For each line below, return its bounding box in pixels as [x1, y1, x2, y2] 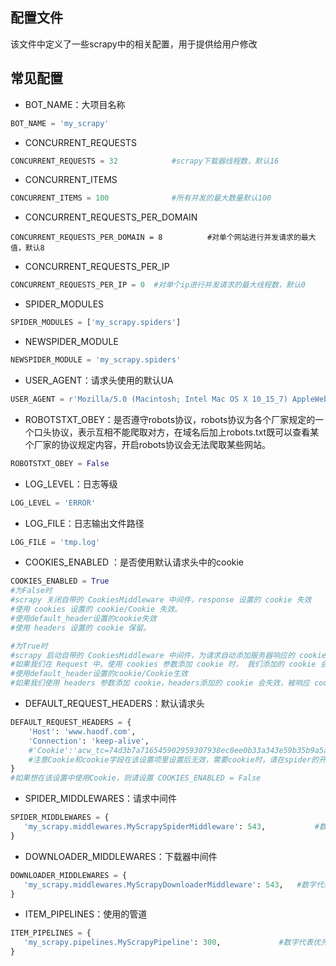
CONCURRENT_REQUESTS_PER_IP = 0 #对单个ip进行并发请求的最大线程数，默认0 [10, 280, 306, 290]
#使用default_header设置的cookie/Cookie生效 [10, 669, 188, 679]
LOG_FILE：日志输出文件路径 [24, 517, 145, 529]
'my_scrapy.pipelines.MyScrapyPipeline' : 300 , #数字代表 [23, 938, 314, 948]
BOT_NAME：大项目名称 [24, 98, 126, 110]
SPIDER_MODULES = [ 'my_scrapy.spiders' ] [10, 318, 182, 328]
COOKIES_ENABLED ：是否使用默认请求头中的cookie [24, 556, 245, 568]
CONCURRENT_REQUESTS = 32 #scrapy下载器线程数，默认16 [10, 156, 280, 166]
